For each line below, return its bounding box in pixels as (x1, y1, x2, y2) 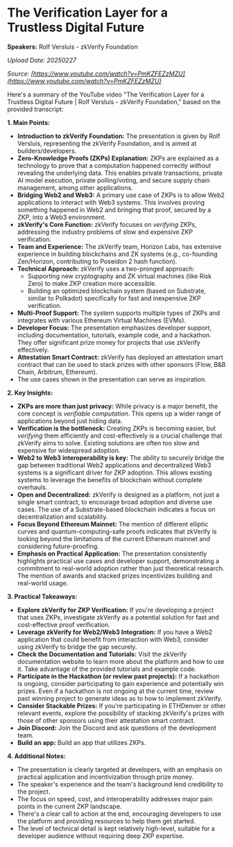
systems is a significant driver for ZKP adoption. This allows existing (17, 468, 213, 477)
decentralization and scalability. (17, 512, 108, 521)
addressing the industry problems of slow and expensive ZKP (17, 228, 193, 236)
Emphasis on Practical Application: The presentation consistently (17, 549, 207, 558)
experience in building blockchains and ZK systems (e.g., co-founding (17, 250, 218, 258)
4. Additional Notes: (7, 751, 66, 760)
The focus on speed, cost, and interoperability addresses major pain (17, 794, 213, 803)
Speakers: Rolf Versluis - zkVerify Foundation (7, 42, 139, 51)
